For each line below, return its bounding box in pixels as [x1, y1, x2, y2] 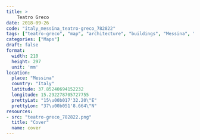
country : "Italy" [11, 81, 55, 87]
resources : [6, 108, 33, 114]
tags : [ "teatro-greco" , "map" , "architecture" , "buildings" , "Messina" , [6, 31, 190, 37]
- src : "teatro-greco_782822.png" [6, 114, 92, 120]
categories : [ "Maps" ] [6, 36, 60, 42]
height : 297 [11, 58, 42, 64]
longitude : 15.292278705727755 [11, 92, 89, 98]
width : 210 [11, 53, 39, 59]
